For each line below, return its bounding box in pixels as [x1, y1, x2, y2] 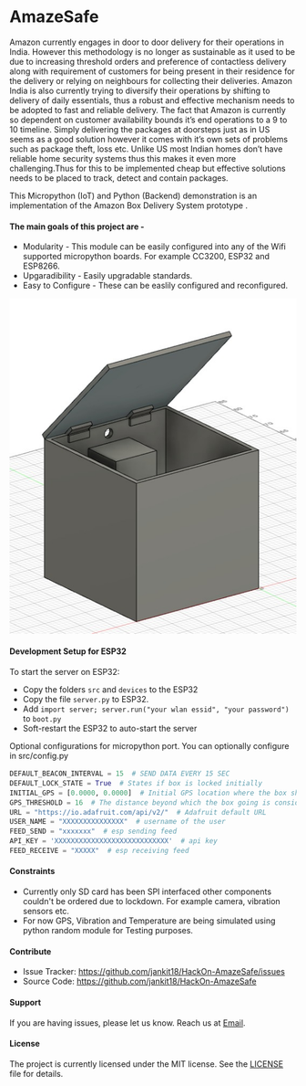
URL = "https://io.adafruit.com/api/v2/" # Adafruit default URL [9, 807, 267, 817]
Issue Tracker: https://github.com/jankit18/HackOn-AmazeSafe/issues [22, 966, 285, 977]
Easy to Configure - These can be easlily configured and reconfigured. [22, 280, 289, 291]
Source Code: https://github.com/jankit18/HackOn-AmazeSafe [22, 975, 257, 987]
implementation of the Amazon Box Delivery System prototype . [9, 199, 249, 211]
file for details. [9, 1068, 64, 1079]
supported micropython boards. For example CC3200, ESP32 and [22, 251, 270, 262]
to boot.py [22, 713, 62, 724]
